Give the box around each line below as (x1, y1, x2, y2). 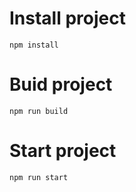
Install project (9, 7, 126, 30)
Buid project (9, 73, 113, 96)
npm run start (9, 172, 69, 182)
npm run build (9, 106, 69, 116)
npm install (9, 40, 59, 50)
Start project (9, 140, 117, 162)
